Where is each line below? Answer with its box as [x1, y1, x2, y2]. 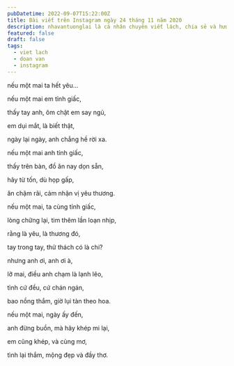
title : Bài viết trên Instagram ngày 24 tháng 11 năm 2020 [7, 17, 182, 24]
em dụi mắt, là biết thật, [7, 121, 75, 129]
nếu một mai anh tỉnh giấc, [7, 148, 84, 157]
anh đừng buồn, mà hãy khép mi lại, [7, 324, 110, 332]
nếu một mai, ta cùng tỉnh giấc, [7, 202, 96, 211]
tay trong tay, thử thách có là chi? [7, 243, 103, 251]
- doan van [13, 56, 45, 63]
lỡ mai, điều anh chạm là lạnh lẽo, [7, 269, 103, 278]
